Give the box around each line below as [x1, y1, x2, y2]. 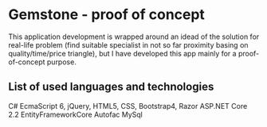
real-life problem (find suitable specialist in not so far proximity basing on [8, 40, 249, 49]
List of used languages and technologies [8, 80, 214, 94]
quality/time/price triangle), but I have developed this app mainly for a [8, 48, 237, 58]
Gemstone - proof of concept [8, 6, 206, 24]
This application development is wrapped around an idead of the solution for [8, 32, 260, 41]
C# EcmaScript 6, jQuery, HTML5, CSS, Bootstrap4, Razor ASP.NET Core [8, 101, 248, 110]
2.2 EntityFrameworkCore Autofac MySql [8, 110, 143, 119]
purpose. [46, 57, 77, 67]
